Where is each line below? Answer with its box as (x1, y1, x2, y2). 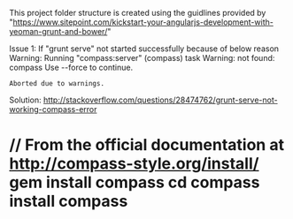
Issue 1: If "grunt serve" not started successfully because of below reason (9, 43, 280, 54)
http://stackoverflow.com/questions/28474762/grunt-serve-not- (42, 94, 278, 105)
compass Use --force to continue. (9, 62, 134, 72)
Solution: (9, 94, 42, 105)
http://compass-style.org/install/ (9, 154, 259, 174)
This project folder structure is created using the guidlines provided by (9, 8, 266, 18)
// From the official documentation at (9, 135, 285, 155)
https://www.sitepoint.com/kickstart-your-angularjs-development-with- (12, 17, 274, 27)
